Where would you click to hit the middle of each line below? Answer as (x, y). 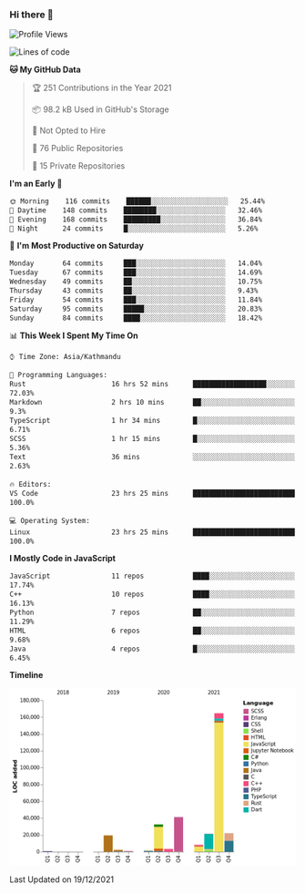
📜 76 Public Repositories (77, 149)
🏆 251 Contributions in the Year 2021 (102, 88)
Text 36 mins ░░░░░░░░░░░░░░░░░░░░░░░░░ (152, 457)
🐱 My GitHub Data (46, 70)
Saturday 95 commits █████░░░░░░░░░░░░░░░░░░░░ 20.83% (136, 309)
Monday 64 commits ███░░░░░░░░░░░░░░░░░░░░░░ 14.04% (136, 263)
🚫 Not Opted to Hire (69, 130)
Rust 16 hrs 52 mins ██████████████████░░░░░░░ (152, 385)
